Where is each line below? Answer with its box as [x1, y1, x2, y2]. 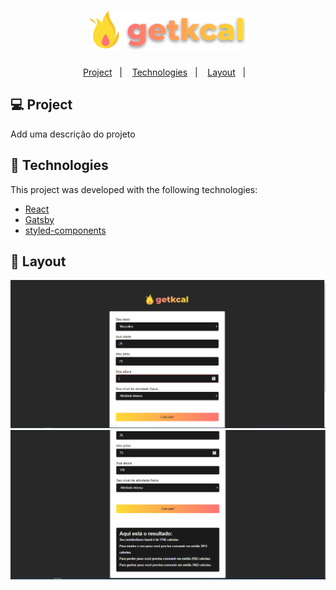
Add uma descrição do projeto [10, 128, 136, 140]
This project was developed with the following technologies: [10, 183, 258, 195]
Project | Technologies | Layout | [82, 66, 247, 78]
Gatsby [24, 213, 55, 225]
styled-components [24, 224, 107, 236]
